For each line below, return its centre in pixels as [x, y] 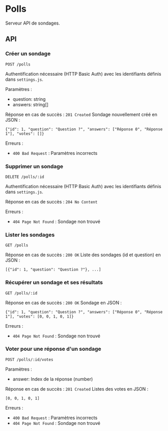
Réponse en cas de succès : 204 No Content [51, 201]
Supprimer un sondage [34, 166]
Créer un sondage [28, 54]
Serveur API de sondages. [33, 23]
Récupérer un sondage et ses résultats [54, 283]
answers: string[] [31, 104]
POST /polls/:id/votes [29, 359]
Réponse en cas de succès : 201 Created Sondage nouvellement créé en [81, 114]
